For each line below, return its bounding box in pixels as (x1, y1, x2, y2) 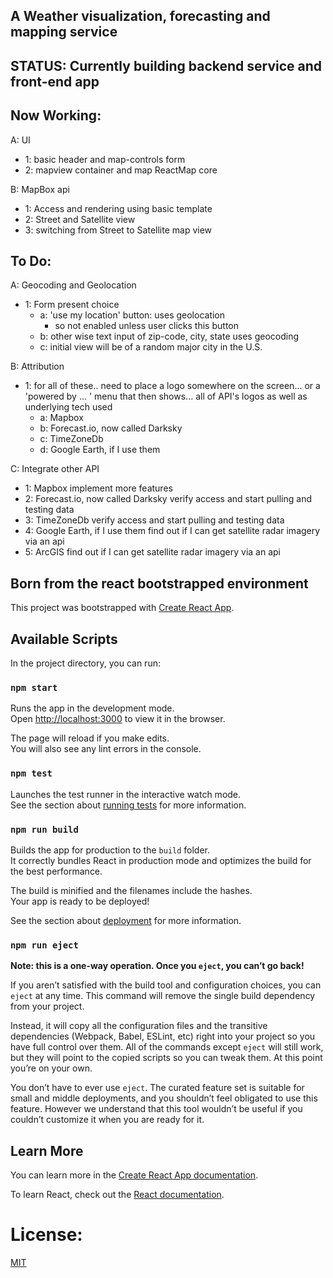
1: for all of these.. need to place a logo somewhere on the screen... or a (24, 380, 321, 392)
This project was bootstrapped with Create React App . (10, 602, 235, 614)
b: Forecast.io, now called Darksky (39, 422, 183, 434)
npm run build (10, 824, 79, 835)
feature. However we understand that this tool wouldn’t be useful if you (10, 1103, 303, 1115)
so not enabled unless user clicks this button (54, 320, 239, 332)
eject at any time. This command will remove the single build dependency (10, 990, 316, 1002)
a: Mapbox (39, 412, 84, 424)
